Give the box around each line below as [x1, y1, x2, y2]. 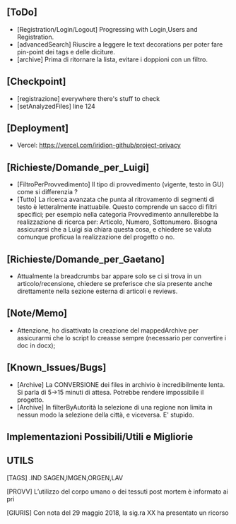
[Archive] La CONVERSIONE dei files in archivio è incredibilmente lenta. [16, 380, 225, 388]
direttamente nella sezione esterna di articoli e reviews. [16, 287, 178, 296]
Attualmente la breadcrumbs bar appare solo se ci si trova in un [16, 272, 202, 280]
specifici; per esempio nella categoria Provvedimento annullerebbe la [16, 210, 219, 219]
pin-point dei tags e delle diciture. [16, 47, 116, 56]
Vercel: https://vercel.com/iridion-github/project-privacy [16, 141, 181, 150]
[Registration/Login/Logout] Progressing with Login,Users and [16, 25, 199, 33]
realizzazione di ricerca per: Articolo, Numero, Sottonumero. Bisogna [16, 218, 218, 226]
